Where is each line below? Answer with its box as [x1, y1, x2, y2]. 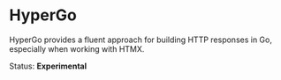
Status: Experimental [9, 61, 87, 71]
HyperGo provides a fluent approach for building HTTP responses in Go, [9, 34, 272, 45]
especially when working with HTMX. [9, 43, 145, 54]
